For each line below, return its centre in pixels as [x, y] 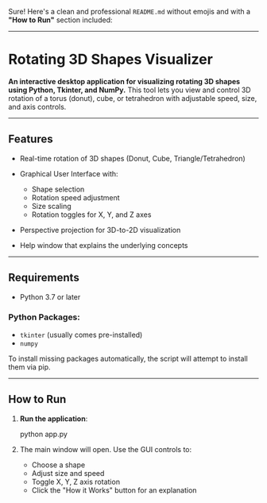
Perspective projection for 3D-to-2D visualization [100, 230]
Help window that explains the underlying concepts [104, 245]
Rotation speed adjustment [76, 197]
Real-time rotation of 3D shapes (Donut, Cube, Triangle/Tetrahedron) [133, 158]
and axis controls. [37, 106]
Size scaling [51, 206]
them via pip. [29, 367]
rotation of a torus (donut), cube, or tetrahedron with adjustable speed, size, [133, 98]
